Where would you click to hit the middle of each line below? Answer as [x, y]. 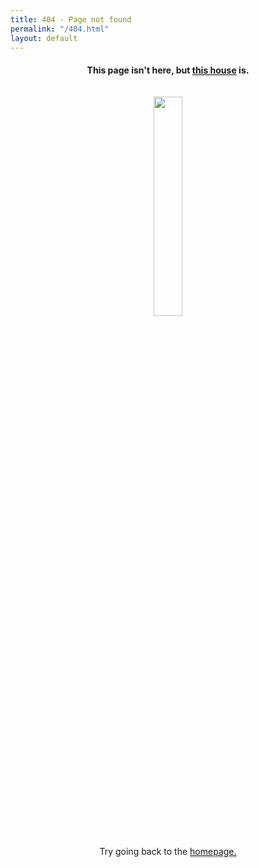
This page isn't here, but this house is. [168, 70]
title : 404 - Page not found [71, 19]
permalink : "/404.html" [60, 29]
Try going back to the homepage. [168, 851]
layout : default [44, 38]
